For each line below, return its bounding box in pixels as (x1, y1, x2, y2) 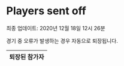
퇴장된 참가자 (9, 52, 44, 61)
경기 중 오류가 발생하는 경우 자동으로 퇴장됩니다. (6, 37, 119, 44)
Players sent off (6, 4, 87, 18)
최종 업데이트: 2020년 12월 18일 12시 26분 (6, 24, 106, 32)
